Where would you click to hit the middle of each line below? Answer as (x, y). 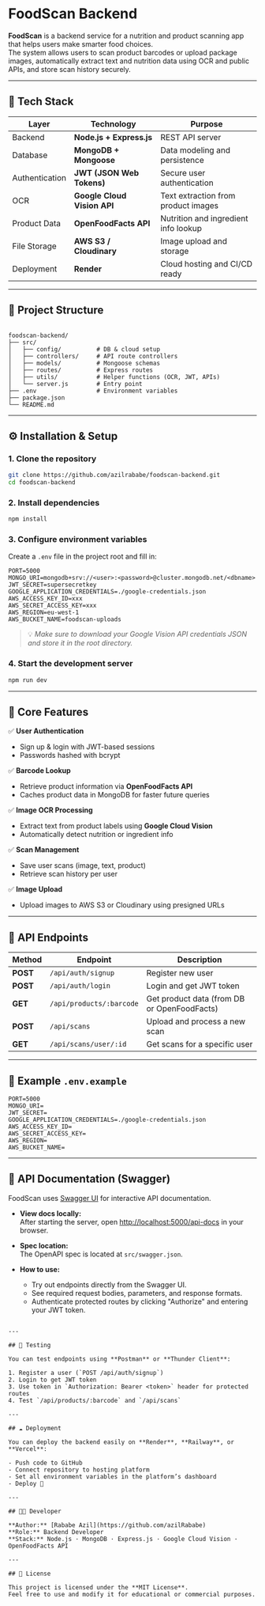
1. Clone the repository (52, 458)
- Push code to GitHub (45, 1463)
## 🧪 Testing (30, 1345)
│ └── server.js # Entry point (76, 384)
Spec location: (44, 1245)
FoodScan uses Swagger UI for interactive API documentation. (110, 1198)
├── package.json (37, 398)
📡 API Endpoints (49, 937)
